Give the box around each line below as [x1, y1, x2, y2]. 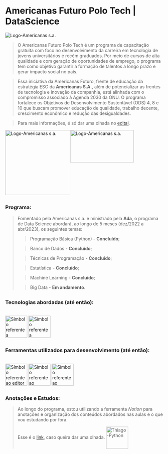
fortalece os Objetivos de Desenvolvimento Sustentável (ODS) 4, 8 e [17, 99, 159, 105]
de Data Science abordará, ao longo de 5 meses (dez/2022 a [17, 221, 144, 227]
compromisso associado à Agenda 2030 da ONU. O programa [17, 94, 146, 100]
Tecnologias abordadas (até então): [5, 299, 94, 306]
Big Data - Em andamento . [30, 284, 86, 290]
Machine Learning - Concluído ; [30, 274, 95, 280]
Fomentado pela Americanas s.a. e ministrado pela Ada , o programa [17, 215, 159, 221]
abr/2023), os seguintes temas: [17, 226, 83, 232]
